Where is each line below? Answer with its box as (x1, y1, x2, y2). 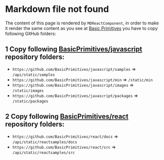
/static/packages (12, 99, 49, 104)
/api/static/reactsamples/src (12, 150, 76, 155)
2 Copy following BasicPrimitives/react (5, 112, 129, 121)
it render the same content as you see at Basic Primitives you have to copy (5, 25, 158, 31)
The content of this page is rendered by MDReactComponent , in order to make (5, 20, 159, 26)
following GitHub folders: (5, 30, 56, 36)
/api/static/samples (12, 72, 55, 77)
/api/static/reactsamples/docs (12, 140, 78, 145)
